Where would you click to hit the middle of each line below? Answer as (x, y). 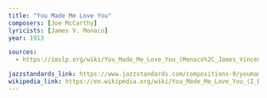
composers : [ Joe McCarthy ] (53, 23)
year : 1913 (26, 38)
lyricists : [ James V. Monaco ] (58, 30)
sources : (23, 53)
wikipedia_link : (35, 81)
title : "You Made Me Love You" (60, 16)
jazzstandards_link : (43, 74)
